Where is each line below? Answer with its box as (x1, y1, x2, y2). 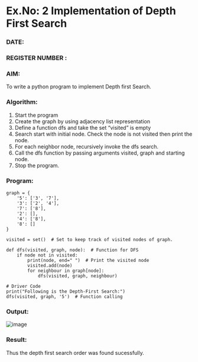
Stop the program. (14, 162, 60, 169)
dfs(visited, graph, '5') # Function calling (6, 293, 123, 300)
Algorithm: (6, 98, 38, 106)
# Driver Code (6, 283, 41, 289)
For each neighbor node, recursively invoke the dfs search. (14, 143, 158, 150)
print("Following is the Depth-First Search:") (6, 289, 126, 294)
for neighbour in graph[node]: (27, 268, 105, 274)
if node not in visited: (17, 252, 78, 258)
